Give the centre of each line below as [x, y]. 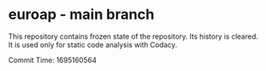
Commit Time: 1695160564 [53, 60]
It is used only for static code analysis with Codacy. [93, 44]
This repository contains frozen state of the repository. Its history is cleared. [133, 36]
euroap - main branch [81, 15]
